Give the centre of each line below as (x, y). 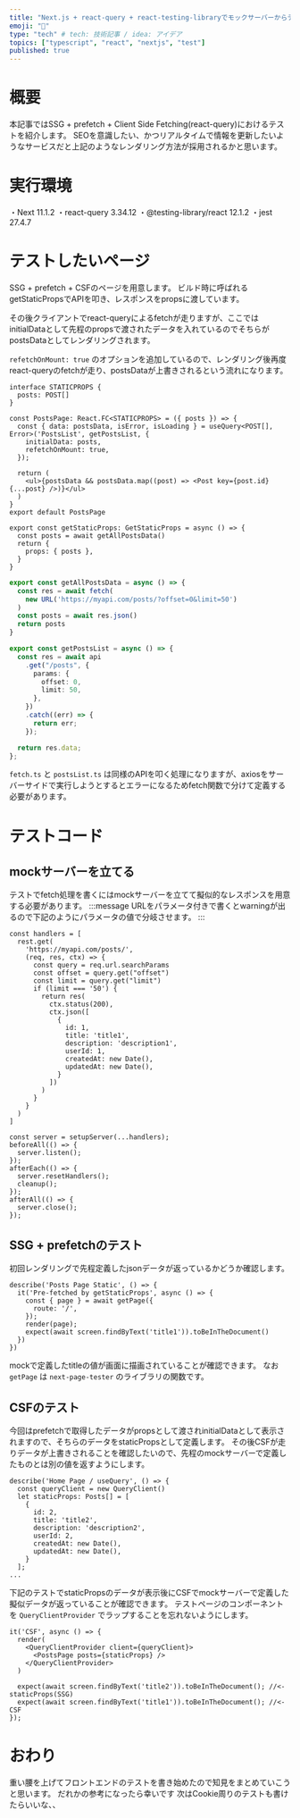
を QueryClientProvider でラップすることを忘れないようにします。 (131, 1615)
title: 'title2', (65, 1521)
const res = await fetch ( (66, 591)
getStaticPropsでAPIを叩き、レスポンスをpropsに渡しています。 (127, 298)
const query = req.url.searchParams (101, 966)
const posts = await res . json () (78, 616)
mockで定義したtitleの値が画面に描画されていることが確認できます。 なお (144, 1366)
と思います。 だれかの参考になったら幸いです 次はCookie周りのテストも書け (149, 1793)
